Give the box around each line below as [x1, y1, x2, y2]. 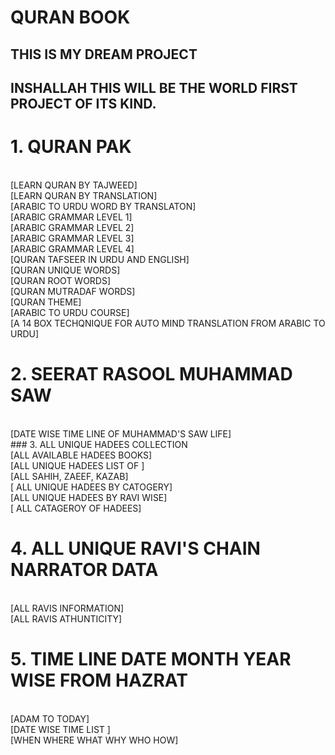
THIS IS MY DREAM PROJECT [10, 46, 198, 63]
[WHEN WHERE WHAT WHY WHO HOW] [10, 734, 179, 746]
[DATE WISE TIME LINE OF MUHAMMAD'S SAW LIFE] [10, 427, 232, 440]
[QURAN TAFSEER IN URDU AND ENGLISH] [10, 253, 190, 265]
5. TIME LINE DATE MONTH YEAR [10, 647, 292, 670]
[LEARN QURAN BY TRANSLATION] [10, 189, 158, 201]
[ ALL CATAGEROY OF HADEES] [10, 502, 142, 514]
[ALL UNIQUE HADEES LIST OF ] [10, 459, 145, 471]
